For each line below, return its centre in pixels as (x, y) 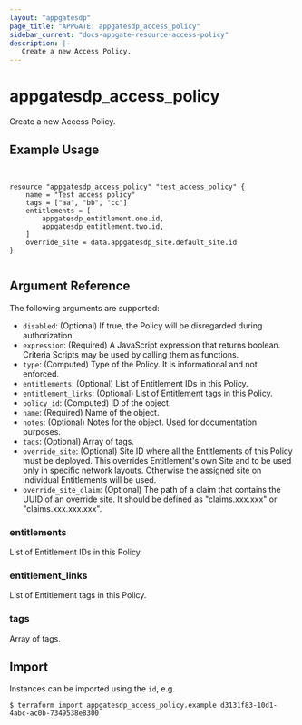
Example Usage (54, 150)
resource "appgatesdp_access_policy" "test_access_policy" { (127, 187)
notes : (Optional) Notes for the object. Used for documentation (140, 422)
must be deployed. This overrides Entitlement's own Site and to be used (157, 460)
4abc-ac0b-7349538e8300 (54, 713)
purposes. (42, 431)
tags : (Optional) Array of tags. (78, 441)
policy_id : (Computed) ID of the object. (97, 402)
